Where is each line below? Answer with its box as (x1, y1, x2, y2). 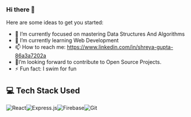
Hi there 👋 (6, 5, 36, 14)
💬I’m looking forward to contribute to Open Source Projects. (14, 59, 162, 66)
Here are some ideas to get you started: (6, 19, 104, 26)
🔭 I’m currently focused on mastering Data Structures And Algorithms (14, 30, 185, 38)
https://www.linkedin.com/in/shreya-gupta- (67, 44, 174, 51)
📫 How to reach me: (14, 44, 66, 51)
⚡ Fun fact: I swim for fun (14, 65, 77, 72)
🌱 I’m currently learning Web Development (14, 37, 119, 44)
